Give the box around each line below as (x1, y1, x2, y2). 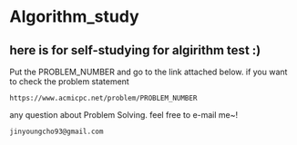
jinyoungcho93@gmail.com (9, 127, 104, 136)
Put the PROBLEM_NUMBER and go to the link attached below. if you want (9, 66, 288, 77)
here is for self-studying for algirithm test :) (9, 43, 261, 58)
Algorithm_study (9, 6, 139, 27)
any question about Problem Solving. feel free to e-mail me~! (9, 110, 239, 120)
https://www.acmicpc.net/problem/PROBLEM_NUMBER (9, 93, 198, 102)
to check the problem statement (9, 76, 129, 87)
